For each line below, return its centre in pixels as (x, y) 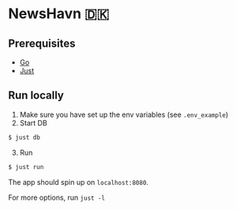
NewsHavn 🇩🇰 (59, 14)
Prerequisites (42, 43)
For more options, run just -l (56, 197)
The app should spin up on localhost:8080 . (78, 182)
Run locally (36, 96)
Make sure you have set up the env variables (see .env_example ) (124, 114)
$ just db (24, 137)
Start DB (33, 122)
